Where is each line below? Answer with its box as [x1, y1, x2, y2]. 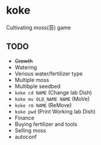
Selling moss [14, 127, 46, 134]
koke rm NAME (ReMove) [14, 102, 72, 109]
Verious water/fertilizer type [14, 70, 83, 77]
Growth [14, 57, 33, 64]
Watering [14, 64, 37, 71]
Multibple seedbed [14, 83, 61, 90]
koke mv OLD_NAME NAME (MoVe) [14, 95, 90, 102]
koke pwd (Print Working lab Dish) [14, 108, 96, 115]
